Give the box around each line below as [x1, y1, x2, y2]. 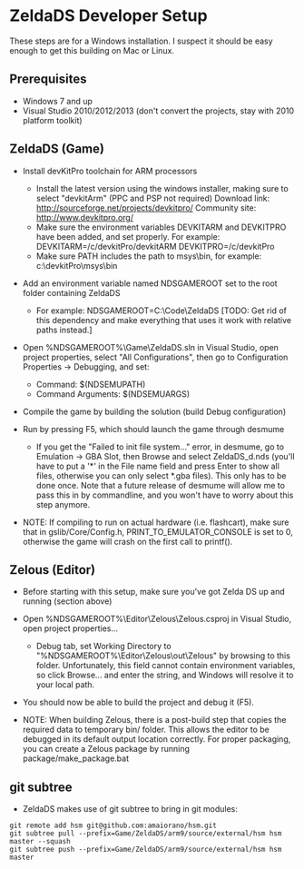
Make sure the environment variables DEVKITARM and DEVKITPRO [35, 222, 287, 232]
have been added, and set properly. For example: [35, 231, 221, 242]
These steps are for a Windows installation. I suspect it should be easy [9, 35, 274, 46]
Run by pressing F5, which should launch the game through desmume [22, 423, 285, 434]
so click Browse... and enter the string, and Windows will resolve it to [35, 669, 294, 681]
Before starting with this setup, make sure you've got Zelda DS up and [22, 587, 286, 597]
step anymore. [35, 499, 91, 509]
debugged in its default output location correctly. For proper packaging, [22, 734, 291, 745]
